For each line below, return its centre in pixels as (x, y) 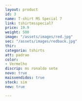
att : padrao (17, 55)
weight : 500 (17, 32)
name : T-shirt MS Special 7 (34, 19)
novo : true (16, 73)
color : (12, 60)
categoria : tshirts (25, 50)
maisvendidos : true (25, 78)
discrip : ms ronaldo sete (31, 69)
